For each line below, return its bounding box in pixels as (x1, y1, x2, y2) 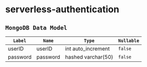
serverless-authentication (5, 4, 119, 15)
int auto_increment (65, 45, 110, 52)
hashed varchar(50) (65, 54, 113, 60)
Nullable (118, 38, 139, 43)
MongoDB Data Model (5, 24, 67, 31)
